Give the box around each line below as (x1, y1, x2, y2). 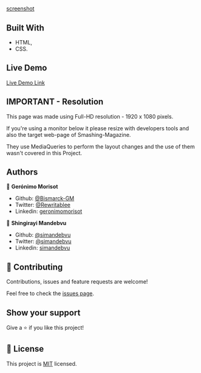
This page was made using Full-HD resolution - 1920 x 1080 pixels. (6, 113, 174, 120)
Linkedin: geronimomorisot (15, 207, 83, 215)
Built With (6, 23, 44, 33)
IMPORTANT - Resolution (6, 97, 104, 107)
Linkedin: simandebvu (15, 244, 70, 251)
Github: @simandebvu (15, 231, 71, 239)
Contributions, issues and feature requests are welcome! (6, 278, 148, 285)
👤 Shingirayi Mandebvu (6, 220, 67, 227)
